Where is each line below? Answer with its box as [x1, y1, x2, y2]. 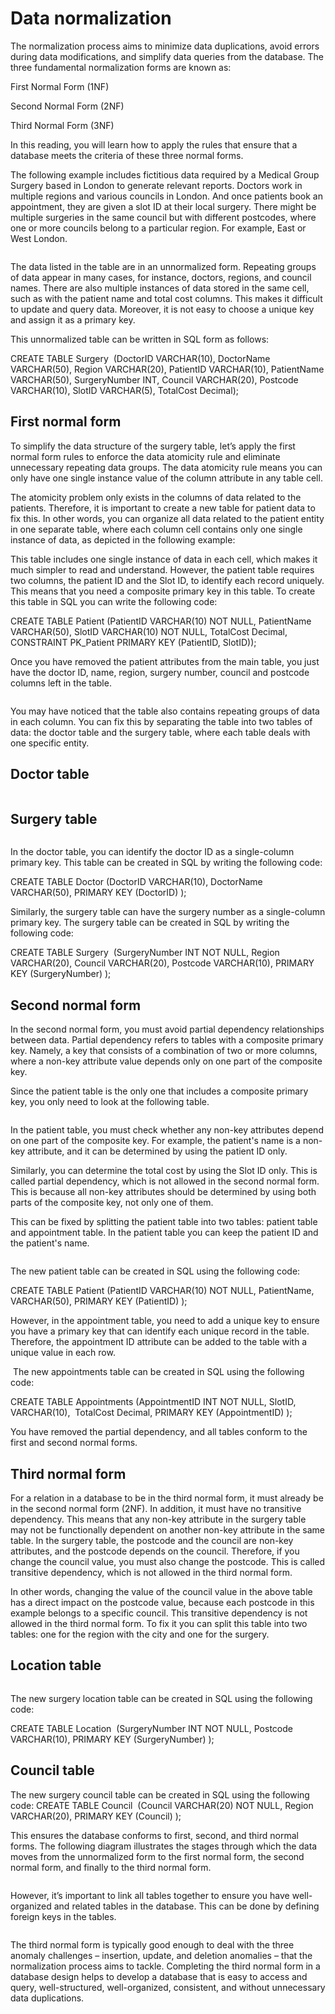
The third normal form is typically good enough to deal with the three [10, 1938, 295, 1951]
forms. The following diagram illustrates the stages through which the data [10, 1840, 318, 1852]
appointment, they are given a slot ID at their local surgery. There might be [10, 200, 317, 212]
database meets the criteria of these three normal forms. [10, 149, 244, 161]
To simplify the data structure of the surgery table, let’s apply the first [10, 440, 296, 452]
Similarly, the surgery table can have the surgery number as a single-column [10, 906, 326, 918]
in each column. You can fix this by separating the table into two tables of [10, 715, 313, 727]
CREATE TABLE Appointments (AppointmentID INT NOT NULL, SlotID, [10, 1396, 297, 1408]
